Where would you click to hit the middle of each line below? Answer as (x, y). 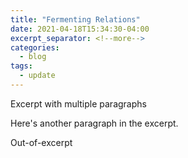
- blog (33, 57)
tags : (21, 66)
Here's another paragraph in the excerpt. (94, 123)
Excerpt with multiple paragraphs (78, 103)
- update (37, 76)
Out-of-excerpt (41, 142)
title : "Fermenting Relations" (75, 19)
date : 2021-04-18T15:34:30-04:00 (80, 29)
